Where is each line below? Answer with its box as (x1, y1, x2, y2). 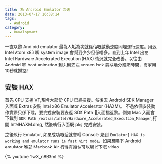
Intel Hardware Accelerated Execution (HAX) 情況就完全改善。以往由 (5, 56, 142, 61)
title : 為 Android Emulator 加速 (5, 7, 70, 12)
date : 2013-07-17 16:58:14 (5, 12, 60, 16)
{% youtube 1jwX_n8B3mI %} (5, 153, 64, 159)
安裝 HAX (5, 83, 34, 92)
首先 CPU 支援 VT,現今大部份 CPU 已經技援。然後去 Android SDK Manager (5, 97, 154, 103)
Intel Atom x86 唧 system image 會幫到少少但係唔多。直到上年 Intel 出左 (5, 49, 149, 55)
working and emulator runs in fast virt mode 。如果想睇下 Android (5, 138, 141, 144)
